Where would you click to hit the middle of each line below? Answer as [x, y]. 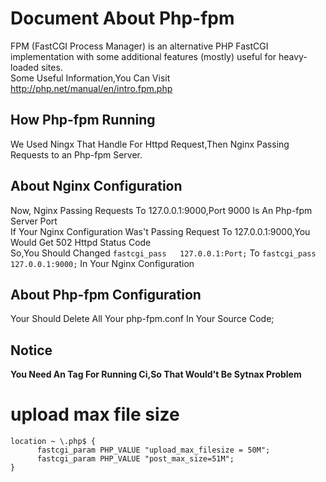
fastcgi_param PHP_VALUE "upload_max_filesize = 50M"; [153, 450]
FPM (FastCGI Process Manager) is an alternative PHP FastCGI [139, 46]
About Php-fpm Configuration [106, 294]
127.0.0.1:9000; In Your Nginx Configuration [102, 263]
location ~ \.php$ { [53, 442]
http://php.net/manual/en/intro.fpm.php [91, 88]
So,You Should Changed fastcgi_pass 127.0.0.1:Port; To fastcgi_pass [163, 253]
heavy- [293, 56]
